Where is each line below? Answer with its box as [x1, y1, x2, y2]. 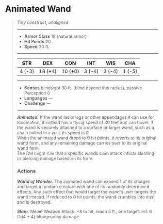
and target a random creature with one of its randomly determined [16, 184, 149, 190]
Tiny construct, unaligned [16, 19, 69, 25]
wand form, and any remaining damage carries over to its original [16, 140, 148, 146]
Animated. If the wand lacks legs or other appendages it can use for [16, 114, 154, 120]
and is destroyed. [16, 199, 52, 205]
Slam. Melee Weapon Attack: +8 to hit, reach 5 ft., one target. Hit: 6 [16, 208, 152, 214]
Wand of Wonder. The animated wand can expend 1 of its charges [16, 178, 150, 185]
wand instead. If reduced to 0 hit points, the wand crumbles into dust [16, 194, 155, 200]
